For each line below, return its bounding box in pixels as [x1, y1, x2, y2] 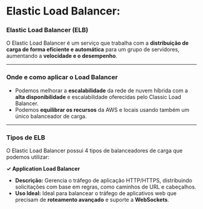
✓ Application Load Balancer [6, 165, 80, 173]
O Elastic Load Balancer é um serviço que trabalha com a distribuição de [6, 39, 189, 47]
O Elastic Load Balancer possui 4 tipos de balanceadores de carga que [6, 147, 183, 155]
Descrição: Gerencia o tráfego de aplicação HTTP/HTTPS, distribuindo [14, 177, 193, 184]
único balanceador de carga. [14, 112, 87, 120]
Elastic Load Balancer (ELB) [6, 26, 89, 34]
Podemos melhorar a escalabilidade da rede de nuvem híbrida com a [14, 86, 188, 94]
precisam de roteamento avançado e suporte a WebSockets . [14, 196, 169, 204]
